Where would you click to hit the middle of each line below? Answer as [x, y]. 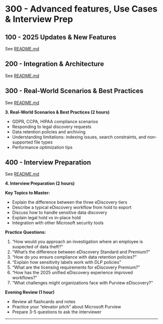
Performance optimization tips [42, 147]
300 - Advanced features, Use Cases [81, 9]
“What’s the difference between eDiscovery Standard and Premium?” [81, 252]
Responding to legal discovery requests [52, 127]
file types [43, 142]
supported [22, 142]
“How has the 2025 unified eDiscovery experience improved [73, 273]
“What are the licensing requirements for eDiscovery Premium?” [76, 267]
